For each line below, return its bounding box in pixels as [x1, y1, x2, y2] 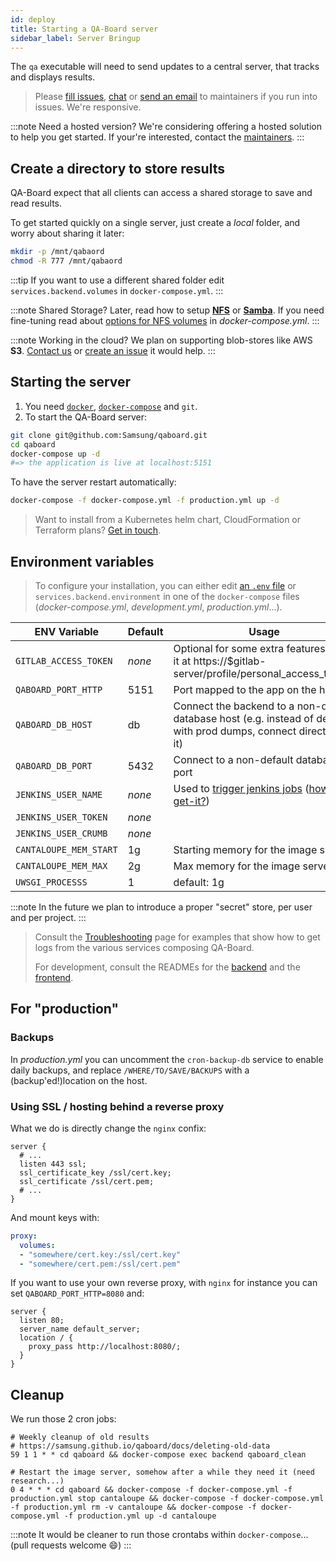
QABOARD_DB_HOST [15, 719, 93, 730]
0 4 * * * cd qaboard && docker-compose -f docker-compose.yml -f [10, 1485, 293, 1495]
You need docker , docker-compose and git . [24, 400, 198, 412]
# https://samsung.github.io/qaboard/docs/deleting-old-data [10, 1441, 271, 1451]
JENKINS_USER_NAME [15, 789, 103, 800]
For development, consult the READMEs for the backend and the [34, 961, 301, 973]
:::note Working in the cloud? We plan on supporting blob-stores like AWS [10, 334, 313, 346]
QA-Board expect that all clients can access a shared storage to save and [10, 187, 313, 199]
